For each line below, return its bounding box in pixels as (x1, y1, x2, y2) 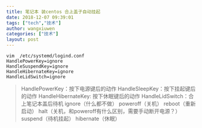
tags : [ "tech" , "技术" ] (6, 20, 61, 26)
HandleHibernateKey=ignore (6, 69, 74, 75)
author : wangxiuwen (6, 25, 55, 32)
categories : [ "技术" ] (6, 31, 59, 37)
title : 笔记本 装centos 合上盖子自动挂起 (6, 8, 101, 15)
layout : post (6, 36, 39, 42)
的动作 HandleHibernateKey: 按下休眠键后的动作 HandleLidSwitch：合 (20, 93, 194, 99)
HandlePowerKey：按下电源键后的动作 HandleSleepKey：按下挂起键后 (20, 85, 196, 92)
